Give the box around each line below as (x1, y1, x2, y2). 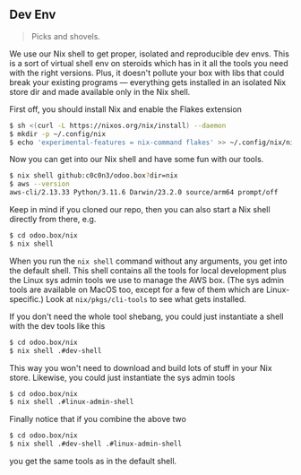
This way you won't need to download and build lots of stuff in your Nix (9, 362, 272, 373)
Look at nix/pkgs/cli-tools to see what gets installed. (46, 293, 246, 304)
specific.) (9, 293, 45, 304)
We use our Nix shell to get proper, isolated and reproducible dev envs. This (9, 48, 289, 59)
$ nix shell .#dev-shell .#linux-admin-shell (9, 439, 182, 449)
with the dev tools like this (9, 320, 106, 331)
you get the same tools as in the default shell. (9, 456, 177, 467)
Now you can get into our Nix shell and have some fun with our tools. (9, 154, 264, 165)
